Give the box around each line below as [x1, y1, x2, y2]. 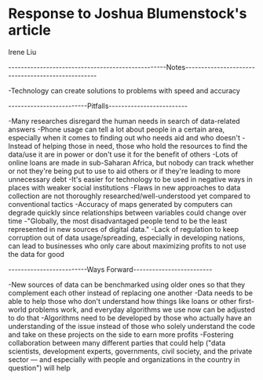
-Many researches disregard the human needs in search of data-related [8, 116, 241, 125]
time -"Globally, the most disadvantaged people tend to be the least [8, 216, 228, 226]
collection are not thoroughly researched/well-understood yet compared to [8, 191, 251, 201]
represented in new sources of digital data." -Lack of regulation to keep [8, 224, 239, 233]
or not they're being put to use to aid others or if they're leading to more [8, 166, 241, 176]
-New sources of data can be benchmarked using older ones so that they [8, 280, 246, 289]
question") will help [8, 363, 71, 372]
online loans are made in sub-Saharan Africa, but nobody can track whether [8, 157, 254, 167]
